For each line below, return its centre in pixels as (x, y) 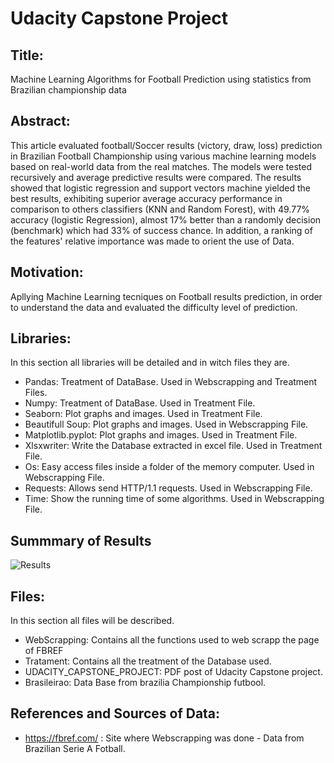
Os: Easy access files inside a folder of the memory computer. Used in (169, 467)
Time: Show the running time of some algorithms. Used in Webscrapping (174, 499)
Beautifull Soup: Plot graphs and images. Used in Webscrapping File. (166, 424)
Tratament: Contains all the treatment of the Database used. (148, 661)
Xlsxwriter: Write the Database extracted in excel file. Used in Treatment (173, 446)
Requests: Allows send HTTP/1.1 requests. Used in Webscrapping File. (168, 488)
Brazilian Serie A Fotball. (75, 748)
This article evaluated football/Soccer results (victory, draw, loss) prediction (166, 145)
